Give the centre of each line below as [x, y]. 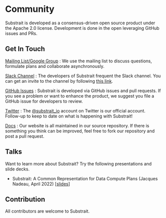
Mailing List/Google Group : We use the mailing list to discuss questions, [79, 61]
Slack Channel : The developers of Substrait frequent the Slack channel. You [83, 76]
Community [30, 9]
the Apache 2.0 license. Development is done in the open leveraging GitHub [82, 28]
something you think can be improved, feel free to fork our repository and [80, 131]
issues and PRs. [21, 33]
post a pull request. [25, 136]
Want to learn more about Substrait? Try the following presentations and [79, 163]
